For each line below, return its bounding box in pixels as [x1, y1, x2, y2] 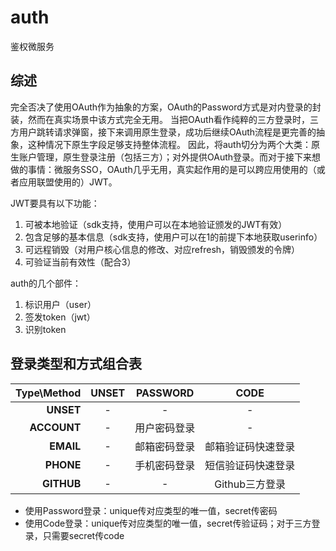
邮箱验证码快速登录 [204, 439, 296, 453]
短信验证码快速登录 [204, 458, 296, 472]
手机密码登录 [134, 458, 196, 472]
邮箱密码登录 [134, 439, 196, 453]
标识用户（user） [24, 298, 97, 310]
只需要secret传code [42, 529, 125, 541]
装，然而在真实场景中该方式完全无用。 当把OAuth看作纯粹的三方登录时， [10, 113, 310, 125]
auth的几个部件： [10, 277, 82, 289]
